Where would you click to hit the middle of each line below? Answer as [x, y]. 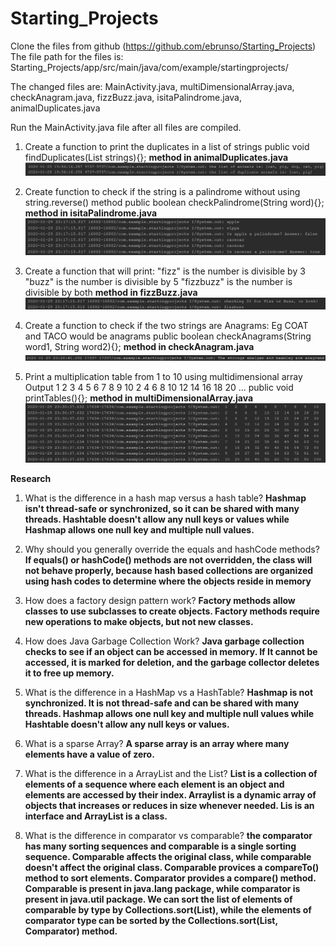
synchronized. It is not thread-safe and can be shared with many [162, 703]
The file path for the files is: [67, 56]
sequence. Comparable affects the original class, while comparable [168, 857]
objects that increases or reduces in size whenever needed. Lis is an [169, 806]
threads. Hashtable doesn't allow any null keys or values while [157, 519]
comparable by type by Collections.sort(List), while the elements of [168, 910]
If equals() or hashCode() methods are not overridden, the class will [168, 560]
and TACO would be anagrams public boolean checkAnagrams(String [168, 336]
